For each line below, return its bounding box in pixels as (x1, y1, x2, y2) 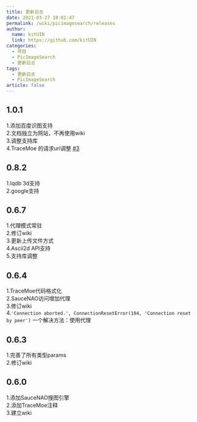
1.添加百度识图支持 (6, 122, 53, 129)
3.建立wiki (6, 409, 32, 417)
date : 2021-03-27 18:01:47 (6, 15, 75, 21)
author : (6, 26, 26, 32)
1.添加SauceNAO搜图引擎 (6, 393, 70, 401)
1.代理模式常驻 (6, 222, 43, 229)
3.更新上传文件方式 (6, 237, 54, 244)
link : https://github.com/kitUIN (12, 37, 97, 43)
